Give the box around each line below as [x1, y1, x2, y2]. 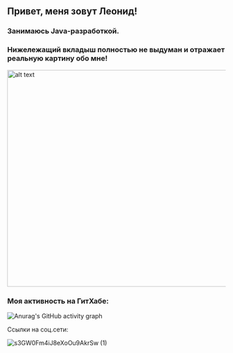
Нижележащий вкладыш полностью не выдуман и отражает [7, 45, 225, 55]
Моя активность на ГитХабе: [7, 296, 110, 306]
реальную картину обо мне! [7, 53, 108, 63]
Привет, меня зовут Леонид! [7, 6, 137, 17]
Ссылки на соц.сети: [7, 325, 69, 334]
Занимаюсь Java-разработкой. [7, 26, 119, 36]
